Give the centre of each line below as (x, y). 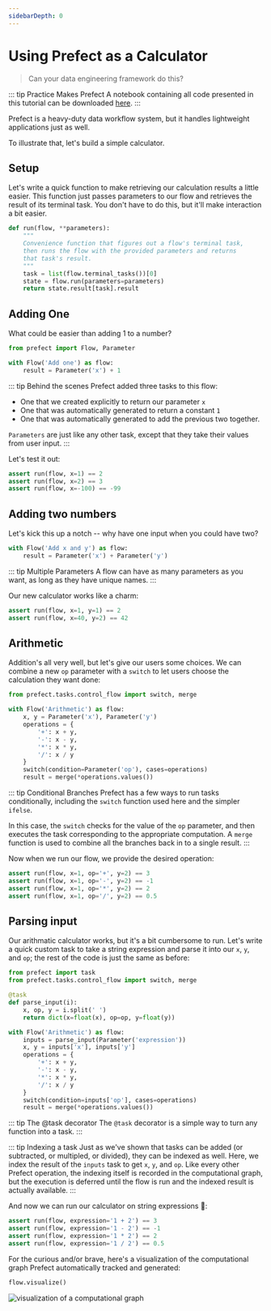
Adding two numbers (63, 514)
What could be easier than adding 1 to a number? (90, 334)
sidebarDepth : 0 (36, 16)
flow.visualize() (38, 1282)
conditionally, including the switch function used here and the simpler (124, 801)
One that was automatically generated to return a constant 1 (120, 410)
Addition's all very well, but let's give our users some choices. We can (125, 663)
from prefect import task (52, 973)
